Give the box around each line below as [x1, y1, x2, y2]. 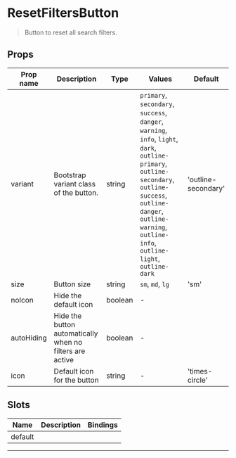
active [53, 355, 74, 364]
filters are [53, 346, 86, 356]
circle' [187, 375, 209, 385]
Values [148, 74, 172, 84]
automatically [53, 329, 98, 338]
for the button [53, 375, 100, 385]
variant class [53, 179, 96, 189]
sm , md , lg [140, 279, 170, 289]
